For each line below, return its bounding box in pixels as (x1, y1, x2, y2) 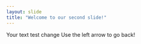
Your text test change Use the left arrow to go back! (6, 31, 136, 38)
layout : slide (6, 8, 42, 15)
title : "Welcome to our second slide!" (6, 14, 107, 20)
